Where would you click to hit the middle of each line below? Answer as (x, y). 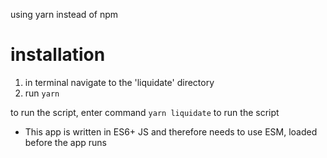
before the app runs (65, 142)
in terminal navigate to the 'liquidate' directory (119, 82)
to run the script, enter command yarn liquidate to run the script (145, 112)
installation (58, 55)
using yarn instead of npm (64, 14)
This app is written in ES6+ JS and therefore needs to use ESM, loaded (171, 131)
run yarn (42, 93)
